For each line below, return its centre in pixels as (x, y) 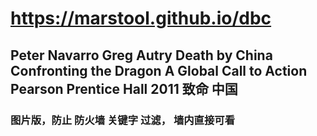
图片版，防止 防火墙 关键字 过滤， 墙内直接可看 (123, 120)
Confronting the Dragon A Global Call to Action (159, 70)
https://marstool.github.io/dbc (141, 18)
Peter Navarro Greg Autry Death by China (141, 55)
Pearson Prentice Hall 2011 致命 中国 (124, 88)
